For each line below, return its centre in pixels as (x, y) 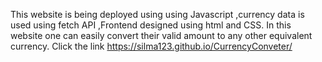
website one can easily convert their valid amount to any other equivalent (161, 35)
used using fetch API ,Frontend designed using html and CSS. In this (151, 25)
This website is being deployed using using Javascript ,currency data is (157, 14)
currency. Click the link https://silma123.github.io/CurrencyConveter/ (151, 46)
